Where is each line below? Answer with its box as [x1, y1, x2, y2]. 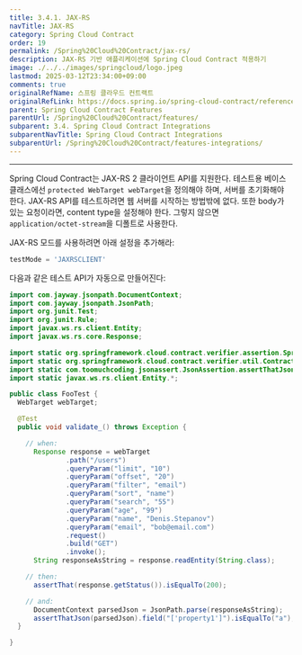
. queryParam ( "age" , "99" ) [66, 506, 164, 515]
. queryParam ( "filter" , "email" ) [66, 480, 187, 490]
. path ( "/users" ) [66, 455, 127, 464]
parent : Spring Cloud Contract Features [9, 105, 164, 114]
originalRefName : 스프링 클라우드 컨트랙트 [9, 88, 155, 97]
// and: [25, 597, 54, 606]
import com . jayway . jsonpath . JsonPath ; [9, 299, 155, 308]
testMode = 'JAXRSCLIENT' [9, 255, 106, 264]
